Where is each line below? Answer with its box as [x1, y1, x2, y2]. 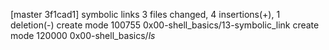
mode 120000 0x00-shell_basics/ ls [10, 30, 156, 41]
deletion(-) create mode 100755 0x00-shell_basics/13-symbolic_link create [10, 19, 320, 31]
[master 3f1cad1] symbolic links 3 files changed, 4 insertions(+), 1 [10, 9, 281, 20]
